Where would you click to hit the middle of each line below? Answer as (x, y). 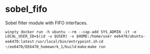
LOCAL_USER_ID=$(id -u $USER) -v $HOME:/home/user (59, 36)
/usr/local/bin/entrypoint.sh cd (69, 41)
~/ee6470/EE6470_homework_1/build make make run (55, 47)
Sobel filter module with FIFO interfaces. (46, 23)
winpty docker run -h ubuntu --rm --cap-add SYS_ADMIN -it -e (71, 32)
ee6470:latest (20, 41)
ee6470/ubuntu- (130, 36)
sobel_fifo (26, 9)
